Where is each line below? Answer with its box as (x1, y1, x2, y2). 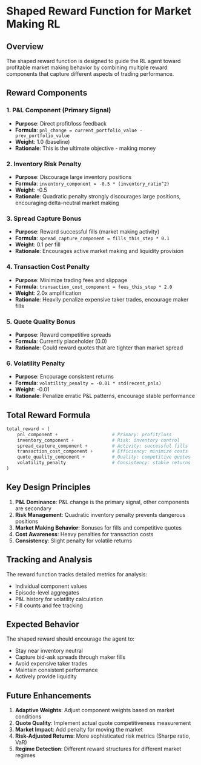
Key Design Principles (6, 482, 91, 493)
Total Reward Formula (6, 409, 91, 420)
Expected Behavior (6, 619, 80, 629)
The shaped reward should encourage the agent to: (6, 635, 135, 642)
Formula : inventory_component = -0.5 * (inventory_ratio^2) (15, 180, 170, 187)
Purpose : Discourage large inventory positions (15, 173, 132, 180)
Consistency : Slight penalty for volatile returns (15, 537, 132, 544)
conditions (15, 713, 42, 720)
